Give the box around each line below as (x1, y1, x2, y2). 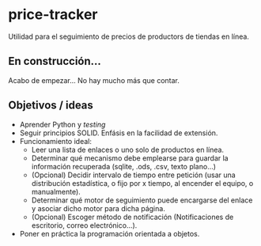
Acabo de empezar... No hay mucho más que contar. (8, 75, 180, 85)
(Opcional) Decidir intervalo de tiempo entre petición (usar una (31, 170, 236, 180)
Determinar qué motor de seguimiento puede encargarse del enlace (31, 195, 253, 205)
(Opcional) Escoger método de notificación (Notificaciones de (31, 212, 234, 221)
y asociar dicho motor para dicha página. (31, 203, 166, 213)
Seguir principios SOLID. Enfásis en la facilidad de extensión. (19, 128, 218, 138)
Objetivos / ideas (8, 99, 93, 112)
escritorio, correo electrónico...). (31, 220, 138, 230)
